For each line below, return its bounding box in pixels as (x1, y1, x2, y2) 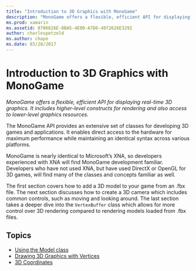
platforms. (6, 141, 31, 148)
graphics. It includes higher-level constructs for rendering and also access (6, 104, 187, 111)
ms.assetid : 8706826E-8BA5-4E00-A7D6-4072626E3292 (6, 25, 133, 31)
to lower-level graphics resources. (6, 111, 89, 118)
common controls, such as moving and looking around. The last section (6, 195, 179, 202)
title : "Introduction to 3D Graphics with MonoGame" (6, 8, 138, 15)
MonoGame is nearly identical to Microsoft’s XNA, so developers (6, 152, 163, 159)
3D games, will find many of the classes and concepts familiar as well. (6, 171, 176, 178)
